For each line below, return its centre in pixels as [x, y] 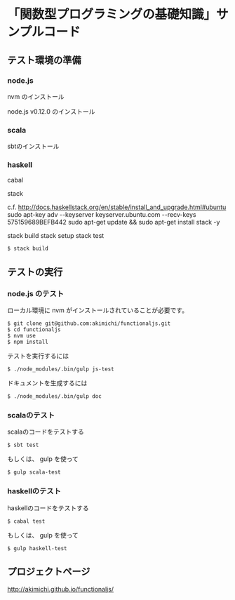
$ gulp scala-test [34, 472]
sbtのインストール [33, 146]
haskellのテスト [34, 491]
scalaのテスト [31, 415]
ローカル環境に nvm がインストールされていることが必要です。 [98, 310]
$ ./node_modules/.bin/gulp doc [54, 396]
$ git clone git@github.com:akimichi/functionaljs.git [89, 324]
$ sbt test [23, 445]
